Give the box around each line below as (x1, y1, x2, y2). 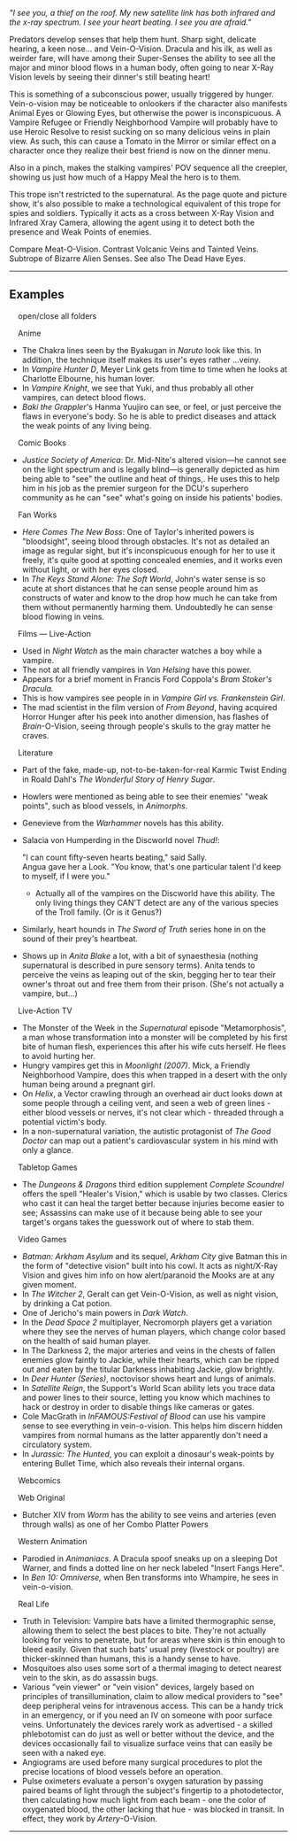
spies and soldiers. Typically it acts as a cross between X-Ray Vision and (9, 208, 275, 218)
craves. (21, 730, 49, 740)
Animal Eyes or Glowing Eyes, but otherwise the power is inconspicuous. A (9, 108, 282, 118)
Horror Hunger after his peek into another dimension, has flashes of (21, 711, 270, 722)
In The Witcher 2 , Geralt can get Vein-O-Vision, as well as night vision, (21, 1288, 278, 1299)
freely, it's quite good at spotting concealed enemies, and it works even (21, 554, 283, 565)
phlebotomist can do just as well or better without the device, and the (21, 1729, 275, 1739)
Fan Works (17, 509, 57, 520)
